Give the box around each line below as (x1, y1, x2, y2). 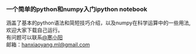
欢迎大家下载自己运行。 (6, 27, 63, 34)
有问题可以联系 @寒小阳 (6, 34, 63, 41)
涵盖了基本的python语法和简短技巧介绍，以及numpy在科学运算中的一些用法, (6, 19, 191, 27)
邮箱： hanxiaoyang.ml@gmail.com (6, 41, 90, 48)
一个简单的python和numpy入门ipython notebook (6, 5, 148, 13)
